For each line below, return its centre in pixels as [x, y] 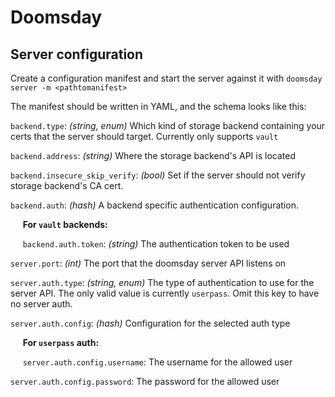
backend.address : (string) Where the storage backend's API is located [153, 155]
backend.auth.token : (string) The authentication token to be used [156, 244]
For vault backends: [65, 224]
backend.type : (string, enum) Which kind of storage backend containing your [168, 125]
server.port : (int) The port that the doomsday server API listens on [148, 263]
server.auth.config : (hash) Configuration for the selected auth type [150, 323]
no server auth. [41, 304]
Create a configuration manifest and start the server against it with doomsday [166, 78]
